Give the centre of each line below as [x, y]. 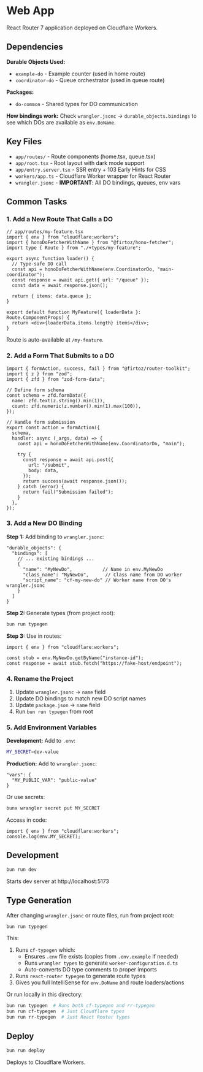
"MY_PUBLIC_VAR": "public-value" [55, 780]
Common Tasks [37, 201]
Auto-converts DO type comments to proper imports [91, 970]
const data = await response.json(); [60, 286]
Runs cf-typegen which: [45, 950]
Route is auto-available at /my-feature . [55, 340]
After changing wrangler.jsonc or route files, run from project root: [90, 915]
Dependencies [35, 47]
